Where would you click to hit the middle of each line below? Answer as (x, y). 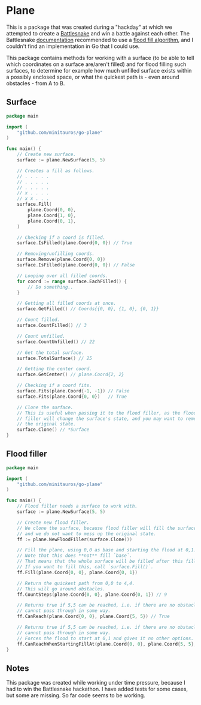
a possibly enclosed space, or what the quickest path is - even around (93, 77)
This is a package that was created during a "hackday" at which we (89, 27)
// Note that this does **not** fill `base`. (75, 556)
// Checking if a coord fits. (55, 385)
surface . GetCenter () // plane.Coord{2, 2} (71, 375)
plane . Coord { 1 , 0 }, (52, 215)
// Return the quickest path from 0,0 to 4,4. (76, 583)
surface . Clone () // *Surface (53, 430)
